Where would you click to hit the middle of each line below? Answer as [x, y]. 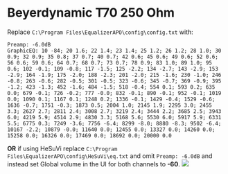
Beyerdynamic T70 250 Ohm [91, 13]
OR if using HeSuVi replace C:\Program [62, 148]
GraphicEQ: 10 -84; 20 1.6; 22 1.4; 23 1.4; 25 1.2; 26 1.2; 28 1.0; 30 [114, 51]
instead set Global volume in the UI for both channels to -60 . [94, 164]
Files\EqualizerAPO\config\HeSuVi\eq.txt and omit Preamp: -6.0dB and [110, 156]
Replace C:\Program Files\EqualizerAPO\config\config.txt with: [100, 32]
